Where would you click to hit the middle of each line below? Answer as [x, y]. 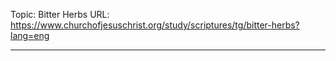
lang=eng [30, 35]
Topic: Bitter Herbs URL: [60, 14]
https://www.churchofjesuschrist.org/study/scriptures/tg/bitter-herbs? [155, 25]
